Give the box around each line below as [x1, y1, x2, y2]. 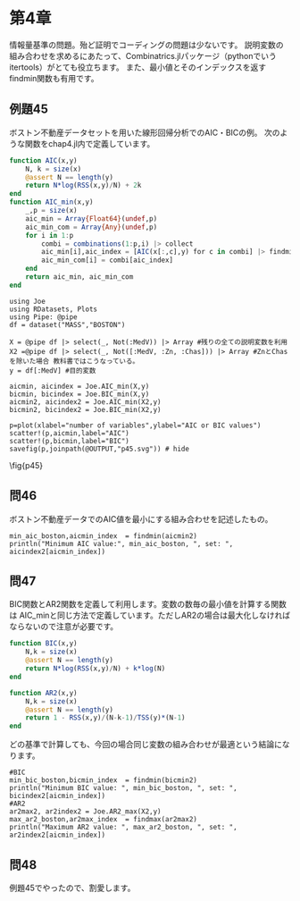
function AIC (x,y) [9, 156, 78, 165]
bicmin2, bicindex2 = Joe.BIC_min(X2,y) [9, 405, 162, 414]
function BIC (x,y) [9, 639, 78, 648]
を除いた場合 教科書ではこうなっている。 [9, 357, 140, 366]
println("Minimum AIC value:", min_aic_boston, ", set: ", [9, 539, 234, 548]
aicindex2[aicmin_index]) [9, 547, 105, 556]
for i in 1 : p [25, 231, 74, 240]
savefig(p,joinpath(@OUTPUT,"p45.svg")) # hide [9, 444, 190, 453]
